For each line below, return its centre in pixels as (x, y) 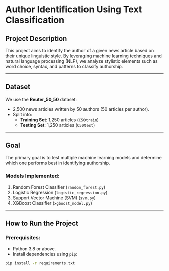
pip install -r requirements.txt (40, 263)
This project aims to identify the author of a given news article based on (80, 51)
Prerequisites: (23, 238)
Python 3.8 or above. (34, 249)
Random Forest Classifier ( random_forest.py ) (59, 187)
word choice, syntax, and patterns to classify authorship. (64, 67)
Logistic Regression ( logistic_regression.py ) (60, 192)
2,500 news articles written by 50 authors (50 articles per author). (81, 109)
